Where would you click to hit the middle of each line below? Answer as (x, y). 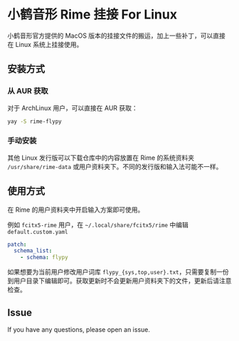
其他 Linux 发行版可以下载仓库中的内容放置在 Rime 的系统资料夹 (101, 158)
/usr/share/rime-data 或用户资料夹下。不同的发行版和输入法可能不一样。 (115, 166)
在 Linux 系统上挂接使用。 (45, 44)
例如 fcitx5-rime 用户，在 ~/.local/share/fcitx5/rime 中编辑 (98, 224)
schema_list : (33, 251)
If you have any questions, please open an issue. (79, 330)
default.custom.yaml (38, 232)
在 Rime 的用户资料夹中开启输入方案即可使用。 (76, 210)
